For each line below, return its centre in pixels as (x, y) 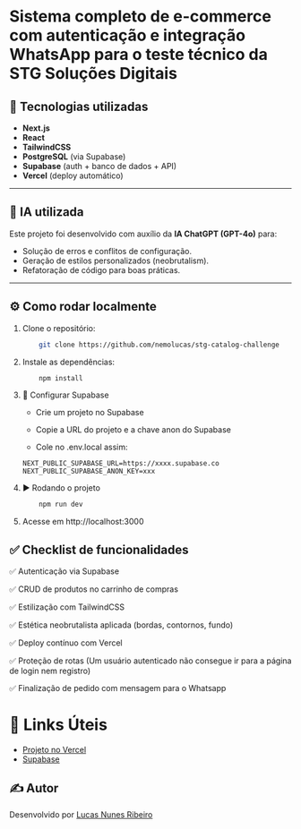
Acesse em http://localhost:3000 (83, 522)
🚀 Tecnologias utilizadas (79, 106)
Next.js (36, 128)
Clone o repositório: (59, 328)
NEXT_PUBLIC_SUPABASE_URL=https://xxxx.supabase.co (120, 464)
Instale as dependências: (68, 362)
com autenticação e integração (128, 35)
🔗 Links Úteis (58, 725)
